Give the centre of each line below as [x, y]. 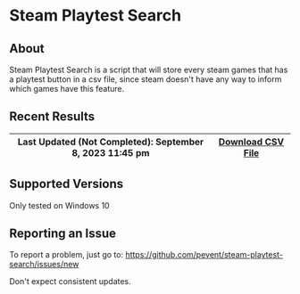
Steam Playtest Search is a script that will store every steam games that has [149, 69]
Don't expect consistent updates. [70, 282]
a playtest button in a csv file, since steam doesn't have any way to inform [146, 79]
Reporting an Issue [63, 234]
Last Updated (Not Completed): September [111, 142]
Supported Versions [66, 184]
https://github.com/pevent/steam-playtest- [204, 255]
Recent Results [52, 117]
